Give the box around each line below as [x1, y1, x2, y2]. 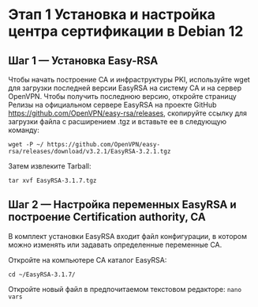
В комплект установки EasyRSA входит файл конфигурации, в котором [8, 231, 247, 241]
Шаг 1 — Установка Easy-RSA [8, 54, 159, 67]
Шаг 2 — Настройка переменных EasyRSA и [8, 198, 237, 211]
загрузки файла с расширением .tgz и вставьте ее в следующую [8, 117, 227, 126]
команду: [8, 125, 39, 135]
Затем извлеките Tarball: [8, 161, 92, 171]
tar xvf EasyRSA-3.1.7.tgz [8, 176, 97, 184]
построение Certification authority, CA [8, 210, 207, 224]
